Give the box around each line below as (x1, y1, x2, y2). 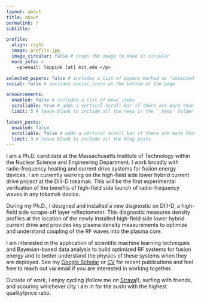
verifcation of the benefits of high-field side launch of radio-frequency (6, 184, 180, 192)
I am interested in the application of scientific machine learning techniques (6, 240, 190, 247)
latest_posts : (6, 119, 42, 125)
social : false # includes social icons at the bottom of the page (6, 80, 175, 87)
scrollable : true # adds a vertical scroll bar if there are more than (11, 103, 194, 109)
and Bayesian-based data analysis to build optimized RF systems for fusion (6, 246, 191, 253)
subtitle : (6, 25, 31, 32)
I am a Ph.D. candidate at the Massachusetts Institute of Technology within (6, 153, 190, 160)
